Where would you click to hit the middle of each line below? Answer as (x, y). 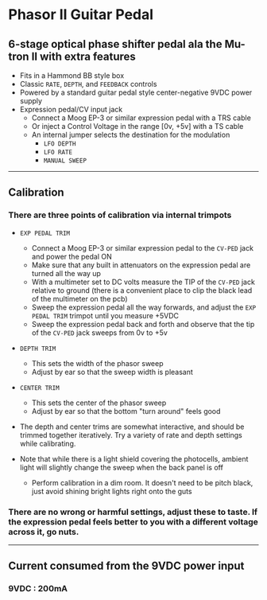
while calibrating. (48, 443)
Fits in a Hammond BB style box (72, 76)
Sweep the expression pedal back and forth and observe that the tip (143, 324)
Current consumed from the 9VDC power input (126, 566)
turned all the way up (66, 273)
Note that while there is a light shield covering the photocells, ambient (134, 458)
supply (31, 101)
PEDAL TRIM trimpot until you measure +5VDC (105, 315)
